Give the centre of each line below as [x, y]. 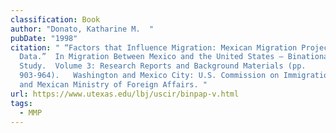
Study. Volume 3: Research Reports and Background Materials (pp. [163, 66]
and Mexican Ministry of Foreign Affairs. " [113, 85]
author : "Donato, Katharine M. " [82, 29]
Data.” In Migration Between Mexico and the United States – [151, 57]
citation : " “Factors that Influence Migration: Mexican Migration [154, 47]
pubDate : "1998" [44, 38]
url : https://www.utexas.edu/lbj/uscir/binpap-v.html [125, 94]
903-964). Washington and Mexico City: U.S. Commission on [149, 76]
